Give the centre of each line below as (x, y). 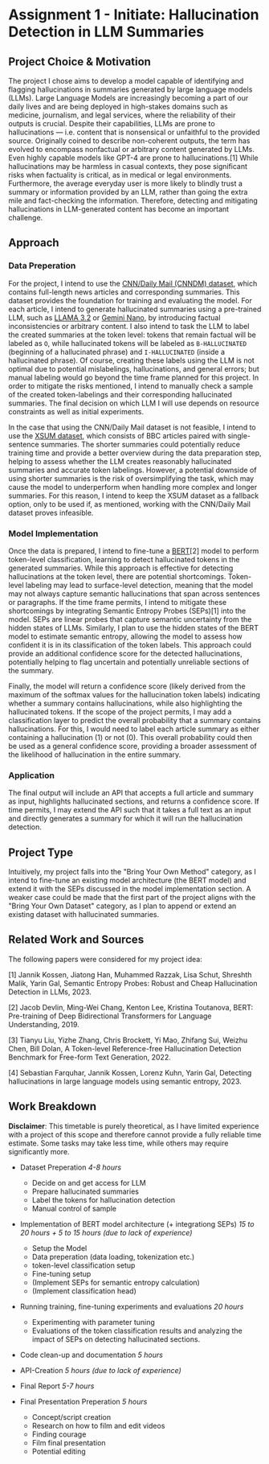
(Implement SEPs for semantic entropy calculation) (116, 1282)
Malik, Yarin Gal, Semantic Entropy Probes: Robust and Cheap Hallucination (133, 983)
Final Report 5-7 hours (57, 1386)
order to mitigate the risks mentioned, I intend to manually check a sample (131, 386)
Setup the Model (59, 1248)
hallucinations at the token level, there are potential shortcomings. (117, 576)
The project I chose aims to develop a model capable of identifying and (126, 81)
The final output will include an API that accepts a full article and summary (131, 793)
